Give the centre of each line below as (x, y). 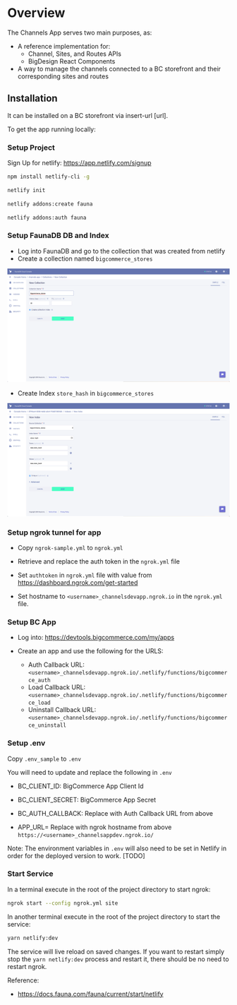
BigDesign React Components (72, 61)
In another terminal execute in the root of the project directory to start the (114, 917)
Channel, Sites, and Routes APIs (75, 54)
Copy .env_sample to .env (44, 759)
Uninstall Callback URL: (62, 710)
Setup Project (31, 148)
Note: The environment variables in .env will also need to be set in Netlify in (117, 848)
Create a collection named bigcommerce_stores (85, 258)
